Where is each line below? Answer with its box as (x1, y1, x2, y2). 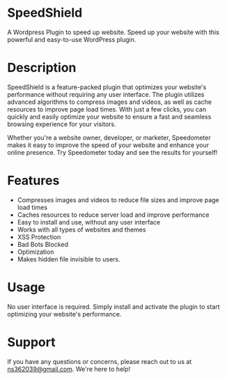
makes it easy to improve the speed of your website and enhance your (7, 141, 210, 149)
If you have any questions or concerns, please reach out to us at (7, 357, 192, 365)
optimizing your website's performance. (7, 310, 122, 318)
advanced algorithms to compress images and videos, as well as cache (7, 98, 212, 106)
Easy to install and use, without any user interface (17, 218, 161, 226)
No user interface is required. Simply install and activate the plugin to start (7, 302, 221, 311)
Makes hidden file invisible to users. (17, 254, 120, 263)
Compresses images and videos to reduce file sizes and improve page (17, 195, 219, 204)
